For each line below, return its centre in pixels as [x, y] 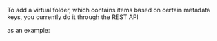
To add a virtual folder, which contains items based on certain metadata [109, 10]
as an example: [29, 30]
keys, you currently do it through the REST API [73, 17]
